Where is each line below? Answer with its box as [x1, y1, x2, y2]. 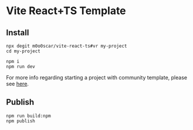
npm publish [6, 118, 35, 124]
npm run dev [6, 64, 35, 69]
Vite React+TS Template [6, 4, 126, 18]
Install [6, 28, 29, 38]
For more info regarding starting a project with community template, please [6, 74, 188, 81]
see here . [6, 81, 29, 87]
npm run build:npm [6, 113, 51, 119]
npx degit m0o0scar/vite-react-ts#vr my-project [6, 43, 127, 49]
